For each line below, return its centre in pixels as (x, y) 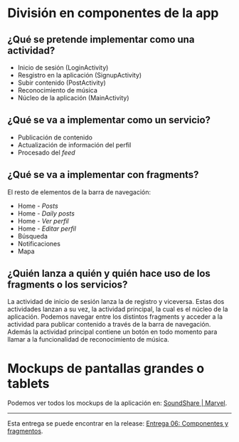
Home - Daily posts (46, 213)
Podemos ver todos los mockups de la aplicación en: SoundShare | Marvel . (117, 403)
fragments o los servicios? (68, 285)
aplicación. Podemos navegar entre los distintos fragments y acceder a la (115, 317)
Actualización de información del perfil (74, 144)
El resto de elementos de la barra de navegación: (79, 192)
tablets (28, 383)
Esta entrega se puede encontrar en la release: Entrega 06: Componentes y (118, 423)
